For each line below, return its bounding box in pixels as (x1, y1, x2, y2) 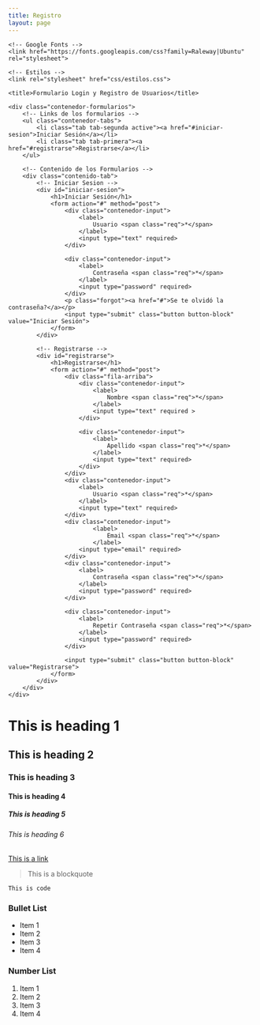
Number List (8, 966, 57, 977)
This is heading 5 (8, 809, 65, 819)
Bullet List (8, 903, 47, 914)
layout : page (8, 19, 51, 27)
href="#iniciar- (170, 123, 224, 131)
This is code (8, 884, 51, 893)
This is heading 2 (8, 748, 95, 762)
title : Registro (8, 11, 61, 20)
